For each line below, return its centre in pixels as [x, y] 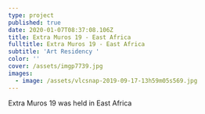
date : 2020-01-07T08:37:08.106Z [61, 30]
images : [21, 73]
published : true [34, 23]
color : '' [24, 59]
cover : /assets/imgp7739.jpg [56, 66]
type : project [31, 15]
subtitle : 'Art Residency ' [54, 52]
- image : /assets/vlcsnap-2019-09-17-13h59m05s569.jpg [106, 80]
